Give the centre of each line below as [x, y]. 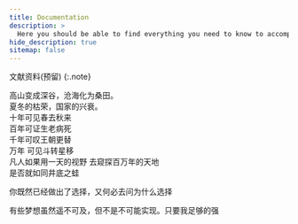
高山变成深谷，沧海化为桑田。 [63, 96]
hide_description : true [53, 42]
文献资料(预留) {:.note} [50, 77]
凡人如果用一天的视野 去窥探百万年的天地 [84, 162]
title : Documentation [49, 17]
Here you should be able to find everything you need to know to [141, 34]
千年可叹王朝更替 [40, 140]
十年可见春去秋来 [40, 118]
